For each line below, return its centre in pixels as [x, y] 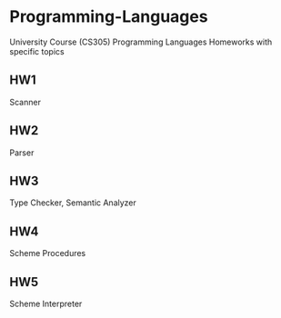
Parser [22, 153]
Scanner [25, 102]
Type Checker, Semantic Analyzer [73, 203]
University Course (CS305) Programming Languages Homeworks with [141, 42]
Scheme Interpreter [46, 303]
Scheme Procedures [48, 253]
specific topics [37, 51]
